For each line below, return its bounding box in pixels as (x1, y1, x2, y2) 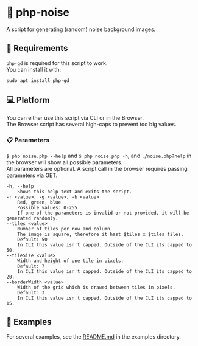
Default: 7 (17, 263, 45, 269)
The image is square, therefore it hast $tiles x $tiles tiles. (17, 231, 184, 237)
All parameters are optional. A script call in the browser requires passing (6, 165, 188, 172)
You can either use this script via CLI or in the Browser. (6, 114, 144, 121)
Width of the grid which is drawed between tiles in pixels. (17, 284, 175, 291)
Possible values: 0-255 (17, 204, 78, 210)
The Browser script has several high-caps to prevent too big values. (6, 120, 177, 128)
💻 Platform (6, 95, 50, 105)
